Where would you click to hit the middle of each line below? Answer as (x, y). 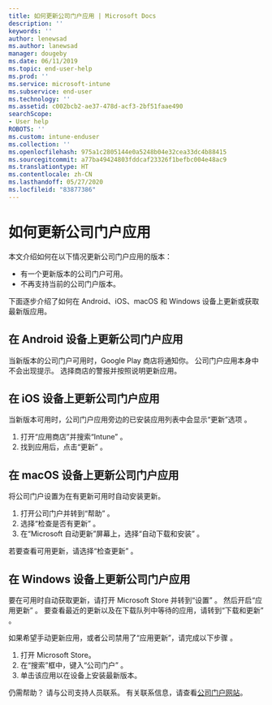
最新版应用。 (30, 311)
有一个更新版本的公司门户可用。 (73, 274)
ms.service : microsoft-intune (60, 84)
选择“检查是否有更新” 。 (60, 524)
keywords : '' (30, 31)
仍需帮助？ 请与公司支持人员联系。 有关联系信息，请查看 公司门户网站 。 (128, 692)
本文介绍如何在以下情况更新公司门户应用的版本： (90, 256)
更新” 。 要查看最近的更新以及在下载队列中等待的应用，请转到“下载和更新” (139, 610)
